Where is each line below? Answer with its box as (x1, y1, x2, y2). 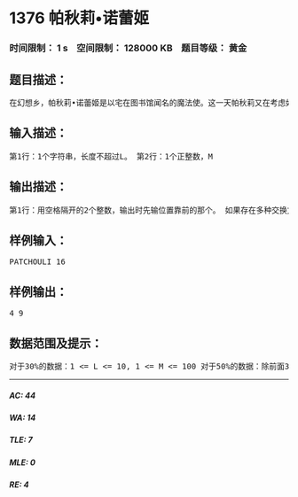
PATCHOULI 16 (9, 257, 67, 267)
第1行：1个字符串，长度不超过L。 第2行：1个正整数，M (9, 151, 213, 161)
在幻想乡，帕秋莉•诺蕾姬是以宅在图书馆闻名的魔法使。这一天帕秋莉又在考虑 (9, 97, 286, 107)
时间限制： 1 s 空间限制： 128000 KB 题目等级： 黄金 (9, 42, 247, 54)
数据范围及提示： (9, 336, 103, 351)
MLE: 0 (9, 457, 35, 468)
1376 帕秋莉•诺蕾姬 (9, 8, 150, 28)
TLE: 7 (9, 435, 33, 446)
